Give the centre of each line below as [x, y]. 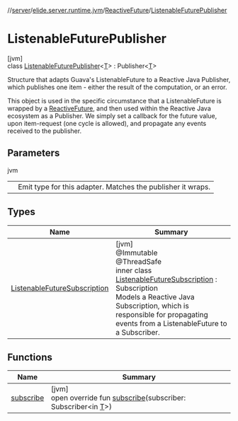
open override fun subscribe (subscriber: [118, 398]
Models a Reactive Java [155, 296]
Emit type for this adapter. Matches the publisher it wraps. [114, 187]
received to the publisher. [45, 131]
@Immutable [137, 253]
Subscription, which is [152, 306]
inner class [134, 270]
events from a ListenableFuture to [171, 323]
